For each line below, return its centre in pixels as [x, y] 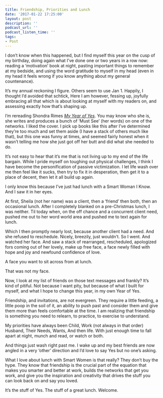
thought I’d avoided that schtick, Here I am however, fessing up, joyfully [77, 96]
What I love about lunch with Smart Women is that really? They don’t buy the [81, 360]
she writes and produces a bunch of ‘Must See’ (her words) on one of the [79, 121]
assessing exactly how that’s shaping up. [46, 106]
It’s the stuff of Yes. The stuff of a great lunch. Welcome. [62, 390]
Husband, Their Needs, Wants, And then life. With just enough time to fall [78, 331]
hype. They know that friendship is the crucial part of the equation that [76, 365]
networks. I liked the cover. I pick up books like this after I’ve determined [78, 126]
